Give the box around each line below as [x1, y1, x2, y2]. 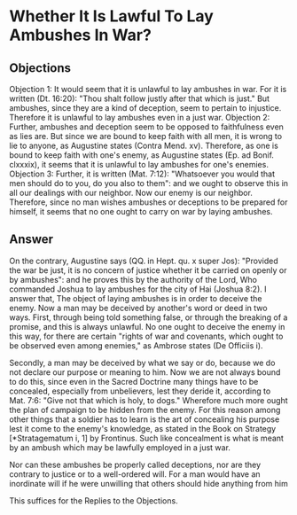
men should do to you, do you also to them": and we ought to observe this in [9, 178, 289, 188]
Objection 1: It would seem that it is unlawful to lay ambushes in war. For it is [9, 84, 287, 94]
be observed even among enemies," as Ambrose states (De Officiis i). [9, 339, 263, 351]
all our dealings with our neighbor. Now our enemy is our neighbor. [9, 188, 253, 198]
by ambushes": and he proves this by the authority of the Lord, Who [9, 274, 257, 285]
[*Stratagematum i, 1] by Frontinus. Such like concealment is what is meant [9, 433, 284, 443]
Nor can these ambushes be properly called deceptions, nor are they [9, 459, 262, 470]
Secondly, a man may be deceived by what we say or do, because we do [9, 357, 276, 368]
